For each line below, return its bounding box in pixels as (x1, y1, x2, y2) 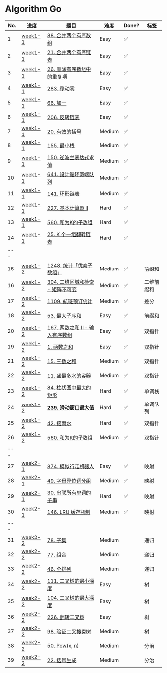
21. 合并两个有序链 (47, 49, 91, 56)
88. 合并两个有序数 (47, 32, 91, 39)
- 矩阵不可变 (47, 286, 77, 293)
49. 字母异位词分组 (47, 477, 91, 484)
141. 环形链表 (47, 190, 80, 197)
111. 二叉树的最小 (47, 577, 89, 584)
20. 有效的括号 (47, 128, 82, 135)
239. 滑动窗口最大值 (47, 404, 94, 411)
